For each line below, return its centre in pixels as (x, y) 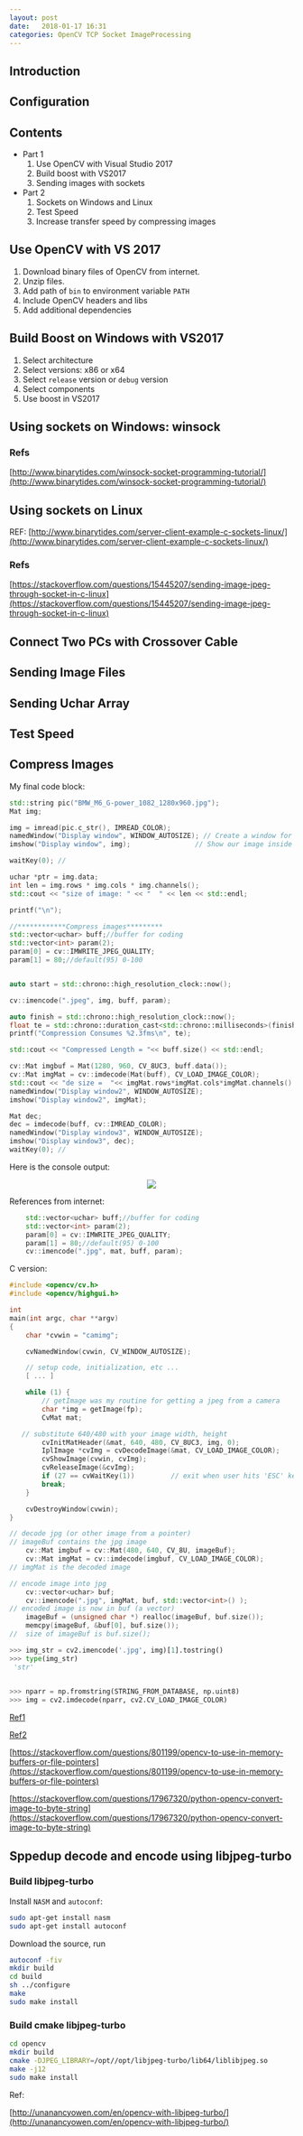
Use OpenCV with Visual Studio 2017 (104, 163)
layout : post (34, 18)
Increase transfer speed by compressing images (126, 221)
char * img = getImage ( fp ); (92, 1409)
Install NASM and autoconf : (56, 1901)
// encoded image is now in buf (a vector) (92, 1609)
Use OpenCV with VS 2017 (85, 250)
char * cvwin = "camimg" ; (72, 1335)
